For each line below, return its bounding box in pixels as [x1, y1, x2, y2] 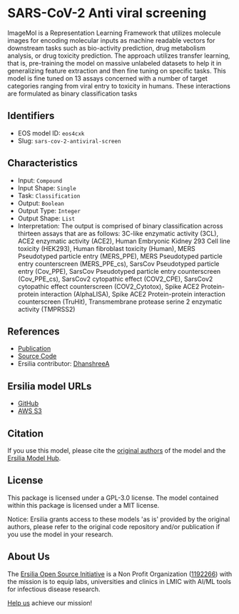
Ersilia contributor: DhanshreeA [17, 359, 110, 368]
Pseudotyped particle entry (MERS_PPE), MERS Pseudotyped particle [17, 252, 223, 260]
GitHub [17, 399, 39, 408]
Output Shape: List [17, 214, 76, 222]
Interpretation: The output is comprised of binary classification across [17, 221, 223, 230]
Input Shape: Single [17, 183, 76, 192]
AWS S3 [17, 406, 43, 415]
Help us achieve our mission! [7, 598, 93, 607]
